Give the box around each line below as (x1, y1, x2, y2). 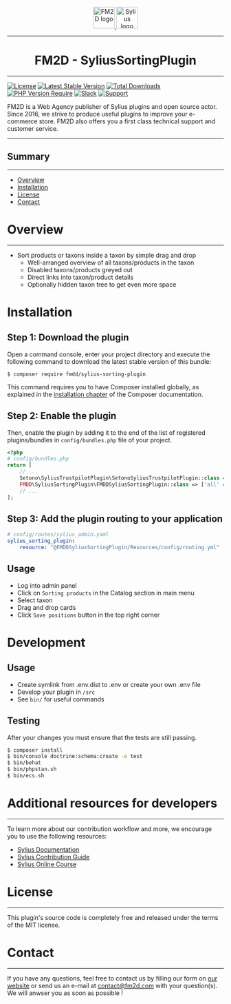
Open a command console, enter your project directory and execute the (7, 350, 210, 358)
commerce (7, 117, 38, 125)
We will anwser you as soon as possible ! (7, 989, 124, 997)
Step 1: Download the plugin (7, 331, 129, 344)
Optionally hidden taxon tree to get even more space (27, 280, 177, 289)
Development (7, 635, 86, 650)
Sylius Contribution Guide (16, 852, 90, 861)
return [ (7, 462, 32, 469)
